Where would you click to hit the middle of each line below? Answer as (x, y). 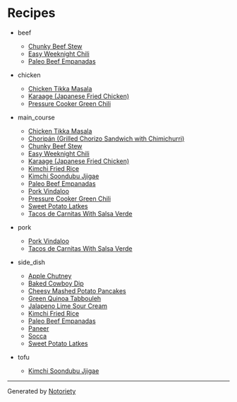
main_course (36, 117)
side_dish (31, 262)
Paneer (38, 328)
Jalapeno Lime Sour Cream (68, 306)
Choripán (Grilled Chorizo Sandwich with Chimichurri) (106, 138)
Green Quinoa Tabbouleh (65, 298)
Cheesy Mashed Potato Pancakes (77, 290)
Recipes (31, 13)
